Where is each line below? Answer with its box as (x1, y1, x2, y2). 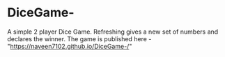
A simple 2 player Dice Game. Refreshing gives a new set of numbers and (7, 27, 219, 36)
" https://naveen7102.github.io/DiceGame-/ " (7, 42, 132, 50)
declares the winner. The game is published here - (7, 34, 152, 43)
